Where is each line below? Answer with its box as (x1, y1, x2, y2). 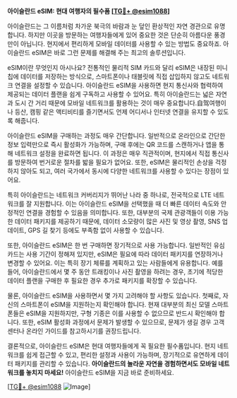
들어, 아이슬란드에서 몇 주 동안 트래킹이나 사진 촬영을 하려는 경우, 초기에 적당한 (7, 268, 224, 276)
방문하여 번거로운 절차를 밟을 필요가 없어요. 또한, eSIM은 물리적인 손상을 (14, 158, 214, 166)
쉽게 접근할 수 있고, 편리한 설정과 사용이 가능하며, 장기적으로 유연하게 (25, 351, 217, 359)
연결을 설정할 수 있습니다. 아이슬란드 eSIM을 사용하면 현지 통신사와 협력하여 (14, 81, 224, 89)
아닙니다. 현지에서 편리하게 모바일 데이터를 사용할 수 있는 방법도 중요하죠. (20, 40, 222, 48)
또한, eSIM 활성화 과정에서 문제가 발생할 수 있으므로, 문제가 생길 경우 (22, 318, 212, 326)
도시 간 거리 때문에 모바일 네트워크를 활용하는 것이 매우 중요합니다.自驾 (14, 99, 209, 107)
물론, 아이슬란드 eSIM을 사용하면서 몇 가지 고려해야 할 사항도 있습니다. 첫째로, (7, 291, 221, 300)
